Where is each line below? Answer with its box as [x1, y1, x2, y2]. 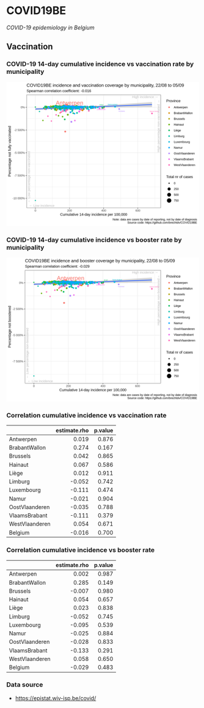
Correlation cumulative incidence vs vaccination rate [6, 411, 167, 419]
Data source [6, 681, 43, 689]
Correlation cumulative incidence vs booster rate [6, 546, 155, 554]
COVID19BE [6, 4, 66, 18]
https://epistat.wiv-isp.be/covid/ [15, 694, 97, 702]
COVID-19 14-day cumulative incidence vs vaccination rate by [6, 60, 194, 68]
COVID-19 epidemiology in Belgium [6, 24, 95, 31]
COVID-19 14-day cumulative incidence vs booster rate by [6, 236, 182, 244]
